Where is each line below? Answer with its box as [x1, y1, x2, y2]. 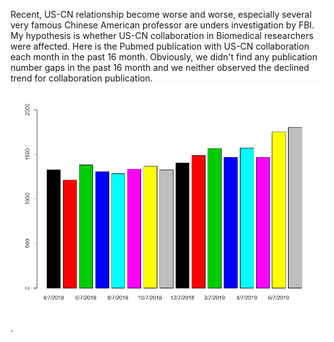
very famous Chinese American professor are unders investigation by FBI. [10, 19, 315, 31]
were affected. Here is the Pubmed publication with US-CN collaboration [10, 40, 310, 52]
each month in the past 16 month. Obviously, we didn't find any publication [10, 51, 318, 63]
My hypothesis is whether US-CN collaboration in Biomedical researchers [10, 30, 314, 41]
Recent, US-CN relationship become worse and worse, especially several [10, 9, 312, 20]
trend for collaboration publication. [10, 72, 153, 84]
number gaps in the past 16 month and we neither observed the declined [10, 62, 310, 73]
